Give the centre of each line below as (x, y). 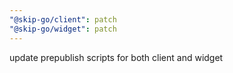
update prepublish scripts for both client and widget (116, 57)
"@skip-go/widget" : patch (63, 29)
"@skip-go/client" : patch (63, 19)
